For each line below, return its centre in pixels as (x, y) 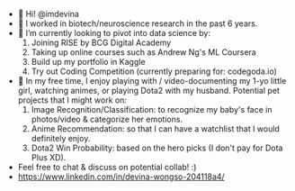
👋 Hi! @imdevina (48, 14)
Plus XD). (49, 157)
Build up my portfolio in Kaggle (88, 62)
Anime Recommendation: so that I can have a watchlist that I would (156, 129)
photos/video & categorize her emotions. (107, 119)
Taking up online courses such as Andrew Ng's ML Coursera (143, 52)
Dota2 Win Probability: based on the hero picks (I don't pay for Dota (157, 148)
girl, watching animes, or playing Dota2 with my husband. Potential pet (149, 91)
